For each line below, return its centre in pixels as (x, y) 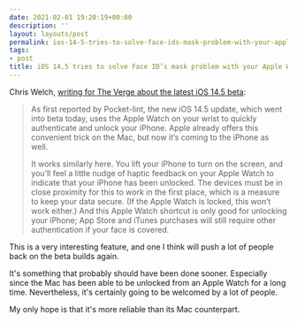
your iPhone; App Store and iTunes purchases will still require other (153, 220)
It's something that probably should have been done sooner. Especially (138, 273)
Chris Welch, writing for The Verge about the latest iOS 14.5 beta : (128, 92)
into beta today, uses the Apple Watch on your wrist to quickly (144, 118)
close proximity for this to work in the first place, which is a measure (155, 192)
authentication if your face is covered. (100, 229)
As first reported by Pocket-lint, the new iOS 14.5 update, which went (156, 109)
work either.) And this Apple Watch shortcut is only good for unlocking (159, 211)
